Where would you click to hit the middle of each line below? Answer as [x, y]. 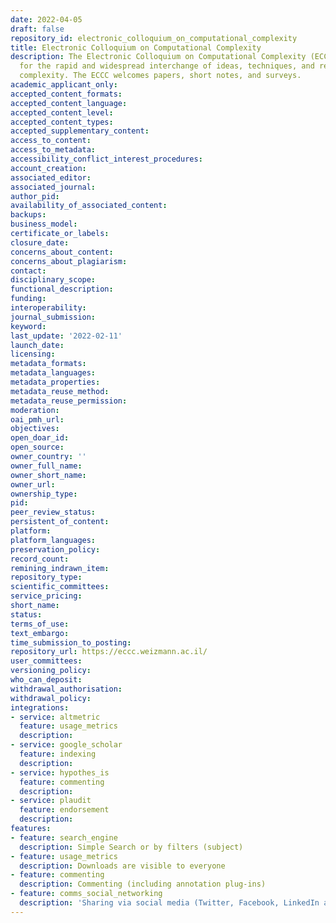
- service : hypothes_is [60, 772]
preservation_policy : [55, 549]
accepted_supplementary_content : [80, 131]
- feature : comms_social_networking [86, 894]
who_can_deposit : [46, 680]
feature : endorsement [64, 810]
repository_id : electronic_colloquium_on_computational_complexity [154, 38]
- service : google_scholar [66, 745]
